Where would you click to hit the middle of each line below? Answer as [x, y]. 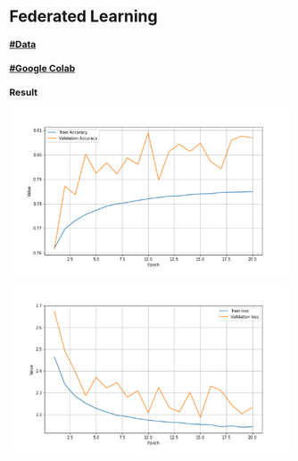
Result [24, 92]
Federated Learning [83, 17]
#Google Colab [42, 69]
